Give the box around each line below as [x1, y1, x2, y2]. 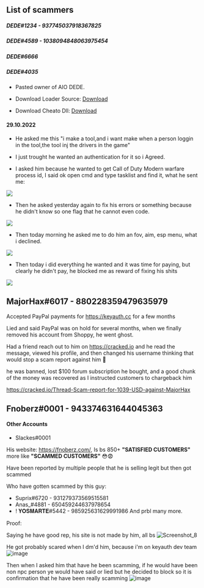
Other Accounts [6, 421, 48, 428]
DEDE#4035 [6, 68, 38, 76]
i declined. [15, 238, 42, 245]
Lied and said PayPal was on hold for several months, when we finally [6, 324, 182, 332]
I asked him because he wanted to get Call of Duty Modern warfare [15, 165, 184, 172]
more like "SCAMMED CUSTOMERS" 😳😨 [6, 452, 114, 460]
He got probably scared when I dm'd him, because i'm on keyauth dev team [6, 543, 197, 551]
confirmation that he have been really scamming [6, 575, 128, 582]
